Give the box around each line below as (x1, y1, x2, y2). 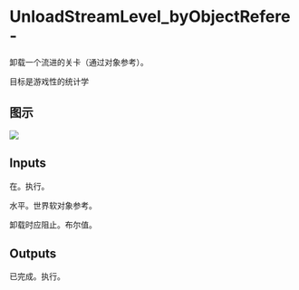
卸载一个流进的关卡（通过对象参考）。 (9, 56, 149, 67)
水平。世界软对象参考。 (9, 199, 97, 210)
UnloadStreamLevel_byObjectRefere (9, 6, 291, 27)
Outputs (9, 246, 57, 261)
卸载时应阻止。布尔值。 (9, 219, 97, 230)
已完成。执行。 (9, 271, 65, 282)
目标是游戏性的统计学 (9, 75, 89, 87)
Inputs (9, 156, 47, 171)
